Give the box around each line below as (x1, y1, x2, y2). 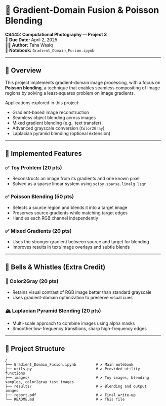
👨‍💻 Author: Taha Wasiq (5, 42, 53, 48)
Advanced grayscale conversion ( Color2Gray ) (12, 125, 105, 131)
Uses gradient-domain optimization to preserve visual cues (12, 294, 133, 300)
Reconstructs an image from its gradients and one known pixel (12, 176, 140, 182)
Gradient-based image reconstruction (12, 109, 89, 115)
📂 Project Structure (5, 344, 65, 353)
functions (5, 371, 26, 376)
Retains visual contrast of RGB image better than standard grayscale (12, 289, 152, 295)
